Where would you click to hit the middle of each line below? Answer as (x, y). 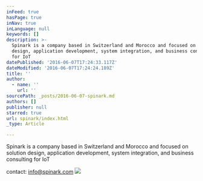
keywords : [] (23, 34)
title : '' (19, 74)
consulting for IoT (28, 159)
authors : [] (21, 101)
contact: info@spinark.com (40, 172)
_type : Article (25, 124)
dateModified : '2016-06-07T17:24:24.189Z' (60, 68)
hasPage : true (24, 17)
